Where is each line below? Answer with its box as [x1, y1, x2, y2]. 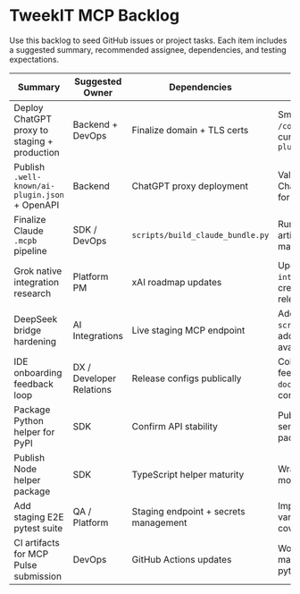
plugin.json [13, 190, 65, 199]
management [131, 516, 187, 529]
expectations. [9, 54, 60, 64]
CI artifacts [13, 536, 60, 548]
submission [13, 570, 62, 582]
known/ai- [13, 181, 55, 191]
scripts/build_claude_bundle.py [131, 230, 270, 240]
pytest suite [13, 522, 63, 534]
